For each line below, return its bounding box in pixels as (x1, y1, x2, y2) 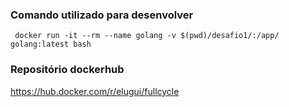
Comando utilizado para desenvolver (10, 8, 194, 22)
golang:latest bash (10, 39, 92, 50)
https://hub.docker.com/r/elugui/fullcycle (10, 85, 180, 97)
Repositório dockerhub (10, 63, 125, 77)
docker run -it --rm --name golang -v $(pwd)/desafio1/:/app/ (14, 31, 280, 41)
